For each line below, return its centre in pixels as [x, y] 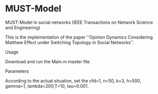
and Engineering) [23, 27]
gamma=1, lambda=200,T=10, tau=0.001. [47, 86]
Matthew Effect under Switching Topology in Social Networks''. [70, 42]
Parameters [17, 71]
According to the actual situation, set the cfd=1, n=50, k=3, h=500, [73, 81]
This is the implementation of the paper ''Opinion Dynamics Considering [79, 37]
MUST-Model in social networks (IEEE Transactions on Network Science [79, 22]
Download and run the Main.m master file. [48, 61]
